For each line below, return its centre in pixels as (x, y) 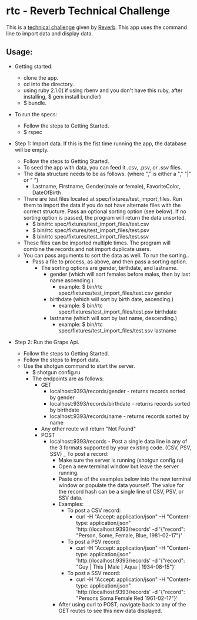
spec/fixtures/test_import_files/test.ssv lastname (117, 330)
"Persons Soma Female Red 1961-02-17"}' (127, 598)
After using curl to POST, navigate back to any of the (122, 604)
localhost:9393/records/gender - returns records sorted (118, 391)
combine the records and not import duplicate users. (87, 249)
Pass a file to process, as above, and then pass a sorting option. (110, 262)
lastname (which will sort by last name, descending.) (113, 318)
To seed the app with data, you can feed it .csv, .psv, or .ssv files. (103, 167)
